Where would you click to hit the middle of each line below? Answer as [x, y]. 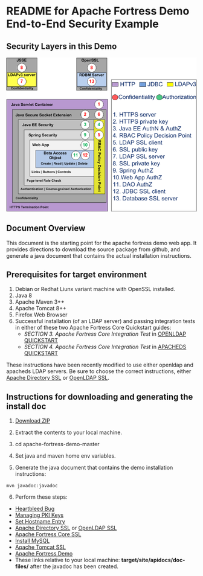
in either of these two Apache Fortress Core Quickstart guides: [93, 328]
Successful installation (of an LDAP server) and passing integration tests [105, 321]
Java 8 [23, 296]
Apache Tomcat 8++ [40, 309]
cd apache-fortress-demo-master [57, 444]
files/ [22, 566]
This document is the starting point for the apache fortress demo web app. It [101, 243]
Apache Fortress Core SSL [48, 534]
